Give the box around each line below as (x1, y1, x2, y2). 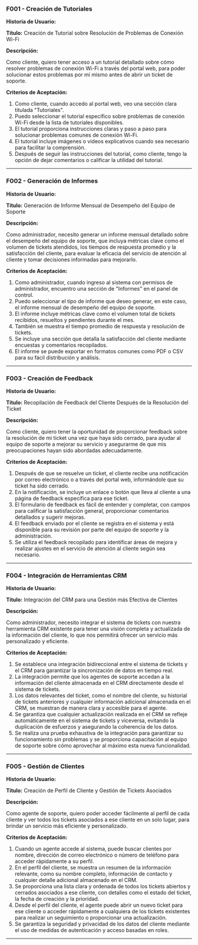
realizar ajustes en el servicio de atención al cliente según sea (14, 545, 166, 552)
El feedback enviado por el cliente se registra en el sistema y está (14, 519, 174, 526)
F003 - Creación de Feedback (6, 374, 93, 382)
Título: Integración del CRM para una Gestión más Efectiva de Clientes (6, 596, 178, 603)
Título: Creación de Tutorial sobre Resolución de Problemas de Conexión (6, 29, 184, 37)
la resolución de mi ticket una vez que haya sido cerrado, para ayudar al (6, 434, 181, 441)
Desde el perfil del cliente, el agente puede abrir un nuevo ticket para (14, 901, 183, 909)
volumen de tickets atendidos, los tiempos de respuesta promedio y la (6, 243, 176, 251)
